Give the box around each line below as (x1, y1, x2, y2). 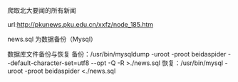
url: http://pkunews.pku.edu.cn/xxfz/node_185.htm (7, 20, 154, 28)
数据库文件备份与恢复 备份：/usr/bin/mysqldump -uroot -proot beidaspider (7, 50, 227, 58)
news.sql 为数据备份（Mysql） (7, 35, 98, 43)
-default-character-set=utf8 (7, 59, 90, 67)
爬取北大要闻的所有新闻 (7, 6, 76, 14)
